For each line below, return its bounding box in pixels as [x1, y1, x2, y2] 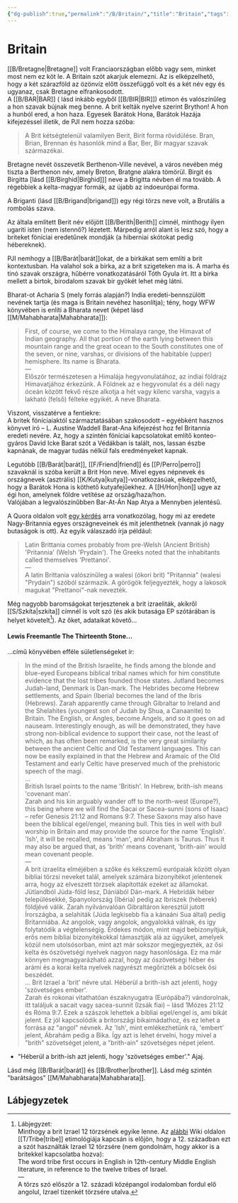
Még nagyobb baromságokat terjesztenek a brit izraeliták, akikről [7, 599, 197, 608]
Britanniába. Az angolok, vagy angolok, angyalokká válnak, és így [24, 918, 216, 927]
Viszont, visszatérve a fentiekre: [7, 408, 101, 417]
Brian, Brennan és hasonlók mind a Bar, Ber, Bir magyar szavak [24, 138, 208, 147]
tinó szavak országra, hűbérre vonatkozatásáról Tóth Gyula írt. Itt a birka [7, 269, 218, 278]
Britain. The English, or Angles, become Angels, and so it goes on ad [24, 714, 225, 723]
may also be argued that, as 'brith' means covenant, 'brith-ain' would [24, 842, 227, 851]
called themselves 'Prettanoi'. [24, 555, 111, 564]
